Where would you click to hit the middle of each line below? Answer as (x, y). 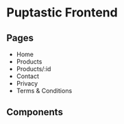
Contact (27, 76)
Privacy (27, 83)
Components (35, 112)
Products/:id (34, 69)
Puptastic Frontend (62, 13)
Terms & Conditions (44, 91)
